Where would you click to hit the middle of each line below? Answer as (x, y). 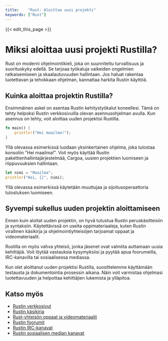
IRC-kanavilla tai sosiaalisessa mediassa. (48, 257)
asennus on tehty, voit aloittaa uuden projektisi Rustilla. (62, 119)
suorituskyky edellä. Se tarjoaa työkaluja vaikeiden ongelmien (70, 69)
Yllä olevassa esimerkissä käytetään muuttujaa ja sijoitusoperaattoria (77, 187)
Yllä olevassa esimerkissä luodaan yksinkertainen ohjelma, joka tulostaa (80, 147)
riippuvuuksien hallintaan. (32, 163)
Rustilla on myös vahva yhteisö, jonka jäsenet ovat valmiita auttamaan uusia (84, 247)
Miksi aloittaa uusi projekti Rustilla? (81, 49)
